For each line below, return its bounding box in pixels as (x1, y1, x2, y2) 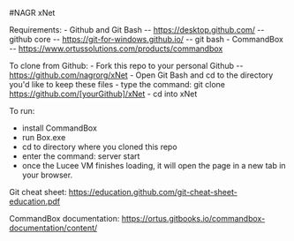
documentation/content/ (9, 222, 98, 233)
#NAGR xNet (9, 8, 56, 18)
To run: (9, 106, 35, 116)
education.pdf (9, 196, 61, 207)
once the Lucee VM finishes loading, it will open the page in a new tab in (21, 161, 286, 170)
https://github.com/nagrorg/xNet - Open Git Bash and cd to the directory (9, 70, 274, 80)
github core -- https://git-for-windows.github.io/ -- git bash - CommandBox (9, 34, 284, 44)
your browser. (21, 169, 73, 180)
